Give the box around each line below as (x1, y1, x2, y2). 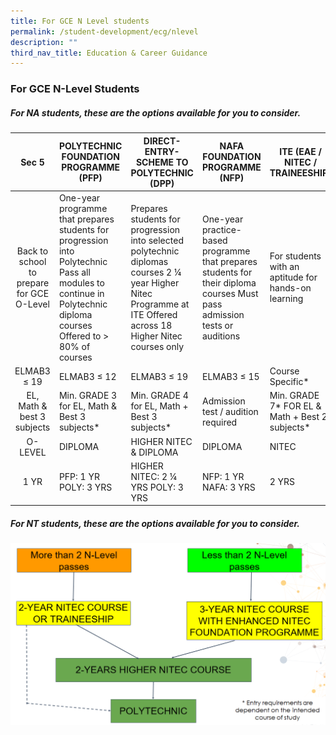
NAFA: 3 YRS (201, 481, 256, 493)
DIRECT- (143, 135, 182, 147)
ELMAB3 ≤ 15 (201, 370, 260, 382)
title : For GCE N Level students (10, 16, 150, 26)
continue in (58, 287, 105, 299)
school (18, 255, 47, 267)
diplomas (130, 255, 169, 267)
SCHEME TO (135, 156, 189, 168)
